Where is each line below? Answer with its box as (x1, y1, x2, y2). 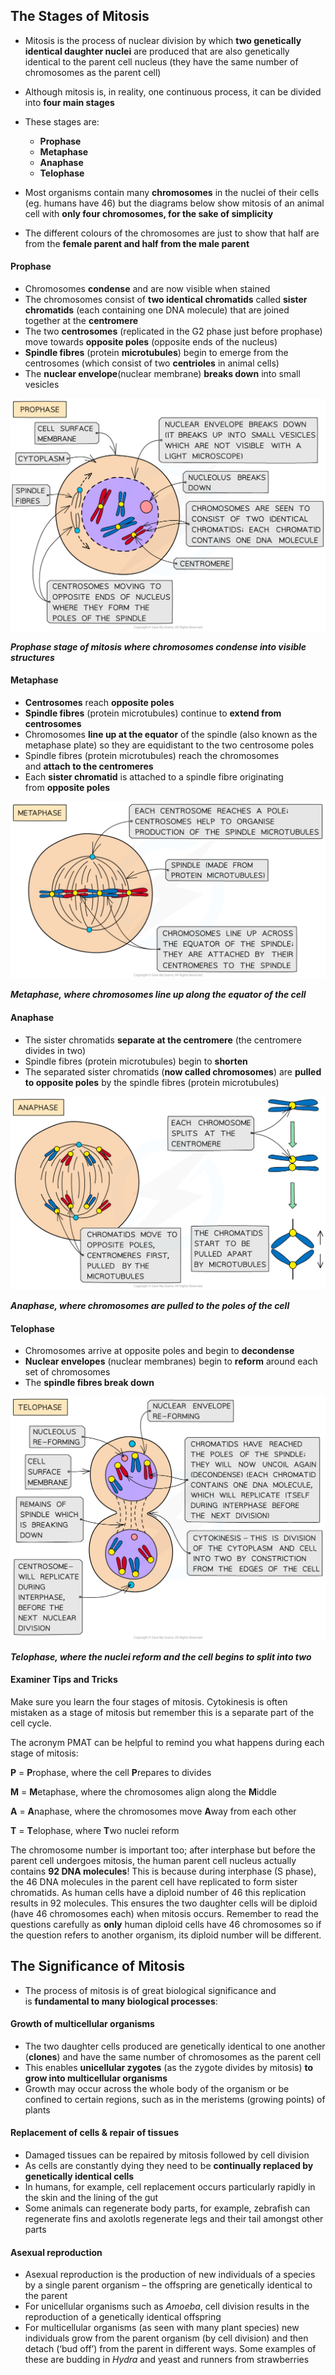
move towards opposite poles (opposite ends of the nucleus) (24, 336, 278, 348)
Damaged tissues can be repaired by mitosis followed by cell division (24, 2149, 310, 2161)
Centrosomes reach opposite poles (24, 696, 175, 708)
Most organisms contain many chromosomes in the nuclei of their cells (24, 186, 320, 198)
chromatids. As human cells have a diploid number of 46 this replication (10, 1886, 307, 1898)
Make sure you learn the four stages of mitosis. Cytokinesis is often (10, 1695, 288, 1708)
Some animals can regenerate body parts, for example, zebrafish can (24, 2202, 311, 2214)
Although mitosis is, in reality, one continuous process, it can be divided (24, 85, 322, 98)
